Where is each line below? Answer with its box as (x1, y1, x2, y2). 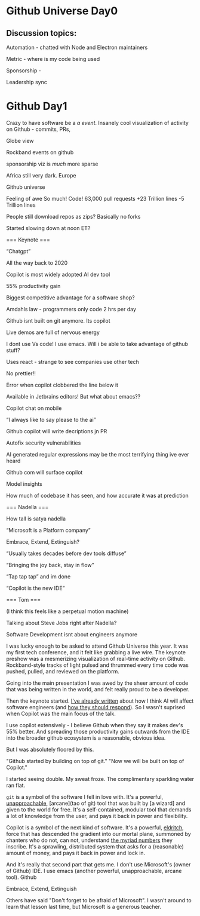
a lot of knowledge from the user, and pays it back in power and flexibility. (6, 812, 188, 819)
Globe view (6, 137, 34, 144)
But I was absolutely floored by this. (6, 746, 94, 753)
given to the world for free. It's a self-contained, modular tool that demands (6, 805, 192, 813)
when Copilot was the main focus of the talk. (6, 710, 116, 717)
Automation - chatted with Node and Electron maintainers (6, 44, 148, 51)
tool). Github (6, 874, 37, 881)
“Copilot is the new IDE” (6, 584, 65, 592)
